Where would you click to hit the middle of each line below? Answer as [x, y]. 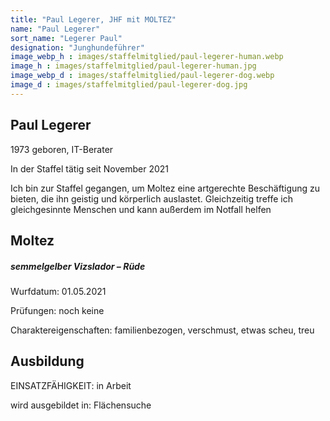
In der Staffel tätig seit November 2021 [89, 168]
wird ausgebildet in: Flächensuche [81, 405]
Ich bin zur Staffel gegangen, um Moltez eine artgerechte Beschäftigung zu [165, 188]
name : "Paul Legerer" [55, 29]
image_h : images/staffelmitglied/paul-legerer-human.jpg [133, 66]
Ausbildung [47, 361]
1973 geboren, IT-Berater [62, 149]
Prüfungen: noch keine [57, 310]
